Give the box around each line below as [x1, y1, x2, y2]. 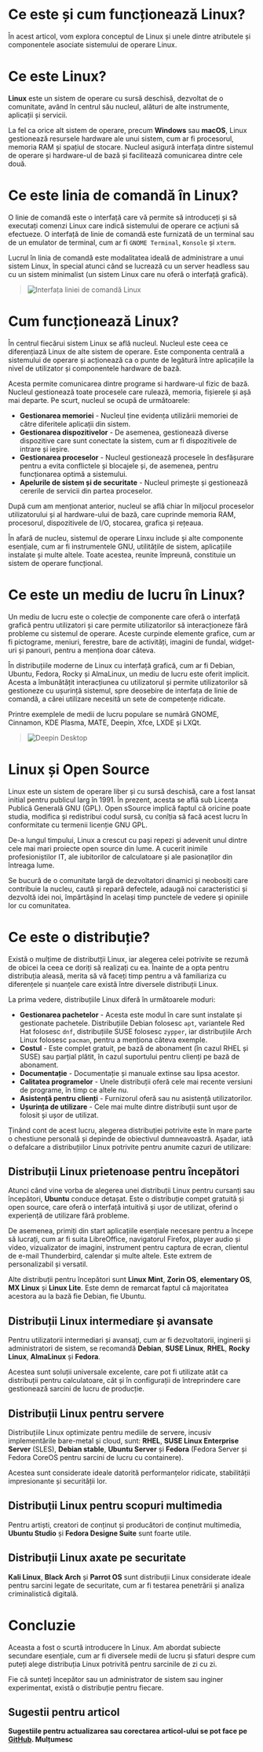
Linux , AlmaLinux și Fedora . [8, 1352, 100, 1362]
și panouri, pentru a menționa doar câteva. [18, 645, 156, 655]
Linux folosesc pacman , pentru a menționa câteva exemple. [19, 1035, 208, 1044]
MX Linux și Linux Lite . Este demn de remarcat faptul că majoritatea [8, 1283, 229, 1292]
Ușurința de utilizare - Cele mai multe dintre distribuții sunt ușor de [19, 1102, 238, 1111]
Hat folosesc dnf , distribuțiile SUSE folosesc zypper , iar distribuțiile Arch [19, 1026, 252, 1036]
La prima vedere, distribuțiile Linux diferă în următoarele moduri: [8, 994, 216, 1004]
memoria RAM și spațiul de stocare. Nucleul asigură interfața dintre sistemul [8, 142, 254, 151]
